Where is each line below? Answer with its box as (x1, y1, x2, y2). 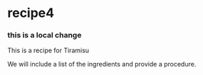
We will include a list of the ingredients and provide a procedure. (7, 60, 197, 69)
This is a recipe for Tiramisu (7, 46, 90, 54)
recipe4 (7, 5, 55, 21)
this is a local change (7, 30, 82, 40)
